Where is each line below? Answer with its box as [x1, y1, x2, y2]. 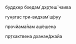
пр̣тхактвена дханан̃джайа [5, 33, 62, 39]
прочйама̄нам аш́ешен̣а [5, 23, 56, 29]
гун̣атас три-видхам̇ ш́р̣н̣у [5, 14, 61, 19]
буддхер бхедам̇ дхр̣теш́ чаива [5, 4, 71, 10]
